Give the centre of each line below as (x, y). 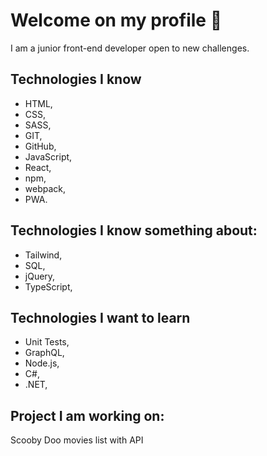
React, (38, 167)
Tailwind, (43, 255)
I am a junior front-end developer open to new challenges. (130, 48)
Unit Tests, (47, 342)
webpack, (45, 188)
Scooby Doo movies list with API (77, 440)
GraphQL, (44, 353)
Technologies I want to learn (100, 317)
